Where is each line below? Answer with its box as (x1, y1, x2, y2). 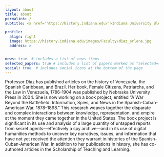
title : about (5, 12, 32, 17)
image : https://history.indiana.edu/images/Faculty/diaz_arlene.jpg (9, 39, 152, 44)
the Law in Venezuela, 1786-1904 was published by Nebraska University (5, 89, 150, 95)
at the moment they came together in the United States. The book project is (5, 115, 157, 121)
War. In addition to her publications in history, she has (41, 141, 148, 147)
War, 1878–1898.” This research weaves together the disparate (25, 105, 151, 111)
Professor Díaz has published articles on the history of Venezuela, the (5, 79, 145, 85)
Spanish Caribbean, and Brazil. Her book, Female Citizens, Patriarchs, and (5, 84, 154, 90)
